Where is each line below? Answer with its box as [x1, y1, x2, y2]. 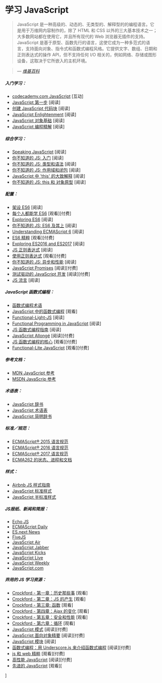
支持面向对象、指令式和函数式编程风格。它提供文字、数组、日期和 [25, 46, 158, 51]
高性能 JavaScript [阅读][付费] [12, 656, 72, 663]
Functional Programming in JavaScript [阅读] [12, 320, 101, 326]
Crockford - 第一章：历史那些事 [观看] [12, 590, 88, 596]
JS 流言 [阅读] [12, 277, 40, 283]
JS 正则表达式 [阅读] [12, 247, 53, 252]
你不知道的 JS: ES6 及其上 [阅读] [12, 222, 77, 228]
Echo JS [12, 518, 29, 524]
